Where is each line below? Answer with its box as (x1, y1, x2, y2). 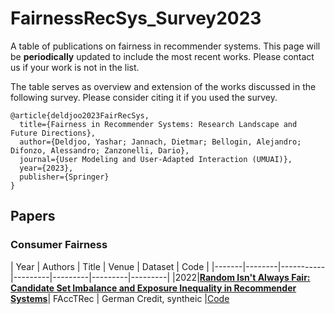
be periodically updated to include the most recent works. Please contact (10, 50, 315, 62)
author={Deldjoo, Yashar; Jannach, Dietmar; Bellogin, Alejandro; (19, 137, 302, 147)
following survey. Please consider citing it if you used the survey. (10, 91, 278, 103)
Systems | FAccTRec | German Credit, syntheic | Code (10, 292, 230, 304)
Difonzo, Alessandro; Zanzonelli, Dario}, (10, 145, 190, 156)
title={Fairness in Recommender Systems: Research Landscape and (19, 119, 298, 129)
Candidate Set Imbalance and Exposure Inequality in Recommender (10, 282, 297, 294)
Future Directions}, (10, 128, 97, 138)
